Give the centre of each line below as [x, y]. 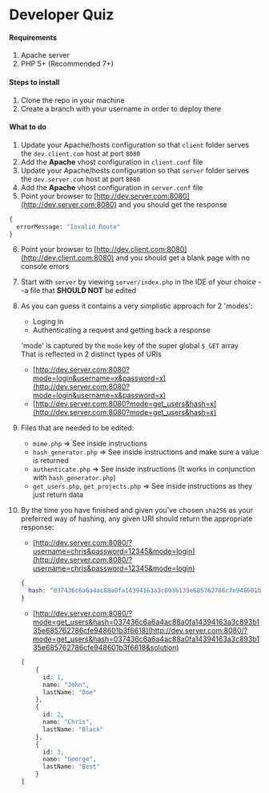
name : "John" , [66, 685]
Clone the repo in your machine [72, 100]
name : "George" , [69, 759]
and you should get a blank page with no [183, 258]
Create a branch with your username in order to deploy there [121, 108]
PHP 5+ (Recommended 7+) [67, 64]
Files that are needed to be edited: [77, 428]
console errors [45, 266]
